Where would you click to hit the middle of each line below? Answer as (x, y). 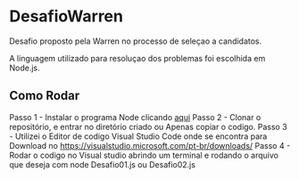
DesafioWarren (66, 16)
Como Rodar (45, 96)
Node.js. (25, 68)
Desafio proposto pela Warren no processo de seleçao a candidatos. (136, 41)
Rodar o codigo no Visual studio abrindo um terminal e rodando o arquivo (144, 155)
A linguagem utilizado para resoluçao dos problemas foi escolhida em (137, 58)
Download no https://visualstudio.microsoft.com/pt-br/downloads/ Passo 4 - (150, 145)
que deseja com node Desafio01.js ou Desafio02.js (103, 164)
